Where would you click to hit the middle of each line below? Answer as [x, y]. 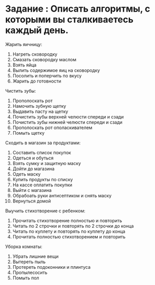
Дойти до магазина [33, 169]
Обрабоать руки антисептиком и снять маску [62, 195]
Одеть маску [27, 174]
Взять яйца [24, 65]
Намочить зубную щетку [39, 106]
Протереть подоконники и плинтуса [51, 267]
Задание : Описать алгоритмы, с [78, 9]
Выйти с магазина [32, 190]
